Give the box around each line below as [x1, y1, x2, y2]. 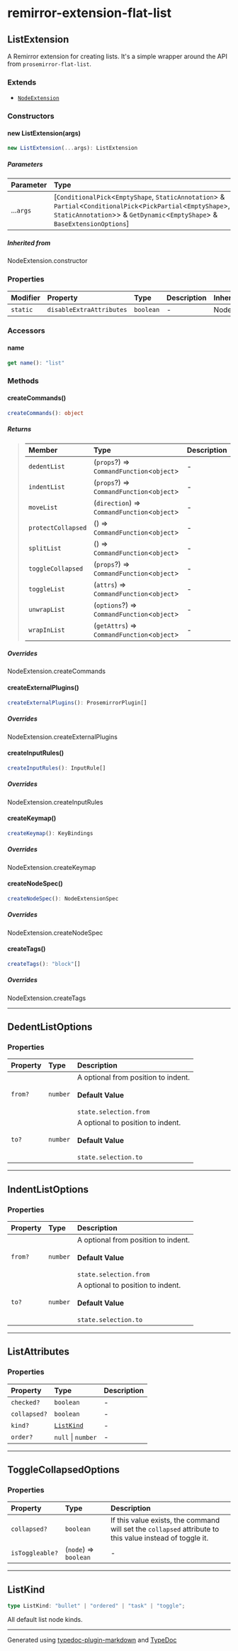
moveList [28, 503, 58, 511]
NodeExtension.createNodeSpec [7, 928, 103, 937]
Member [28, 445, 58, 455]
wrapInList [28, 625, 65, 634]
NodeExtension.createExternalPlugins [7, 732, 118, 741]
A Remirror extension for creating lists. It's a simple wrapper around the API [7, 52, 228, 60]
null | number [54, 1432, 97, 1442]
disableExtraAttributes [47, 306, 127, 313]
